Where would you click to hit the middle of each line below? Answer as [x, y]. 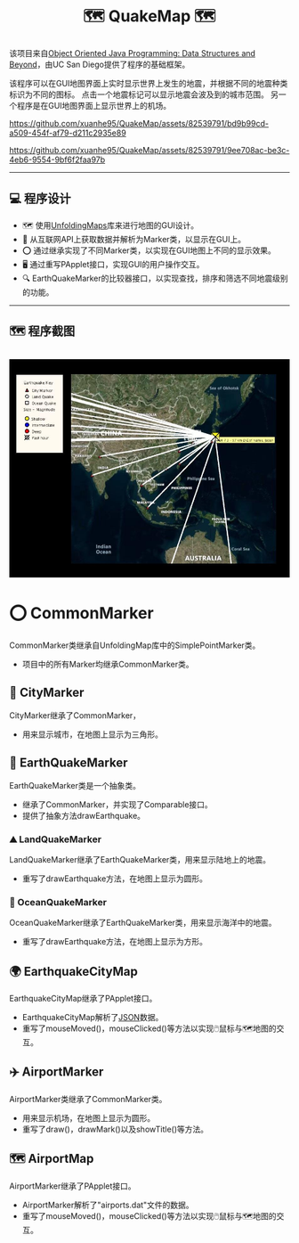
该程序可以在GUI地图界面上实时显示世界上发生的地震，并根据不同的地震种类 [149, 84]
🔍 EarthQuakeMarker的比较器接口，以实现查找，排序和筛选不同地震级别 [155, 278]
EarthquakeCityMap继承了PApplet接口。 [83, 999]
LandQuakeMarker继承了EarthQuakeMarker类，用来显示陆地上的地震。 [140, 859]
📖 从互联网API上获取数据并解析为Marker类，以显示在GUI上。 [134, 239]
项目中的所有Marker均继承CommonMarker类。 [108, 665]
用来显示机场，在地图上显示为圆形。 [89, 1117]
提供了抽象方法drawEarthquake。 [83, 815]
